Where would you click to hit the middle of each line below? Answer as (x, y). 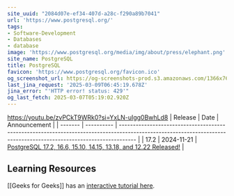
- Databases (24, 40)
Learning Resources (52, 169)
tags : (15, 26)
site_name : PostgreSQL (40, 59)
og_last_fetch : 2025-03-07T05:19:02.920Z (68, 98)
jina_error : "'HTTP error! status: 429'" (68, 91)
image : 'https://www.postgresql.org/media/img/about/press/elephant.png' (117, 53)
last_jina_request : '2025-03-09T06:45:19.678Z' (78, 85)
